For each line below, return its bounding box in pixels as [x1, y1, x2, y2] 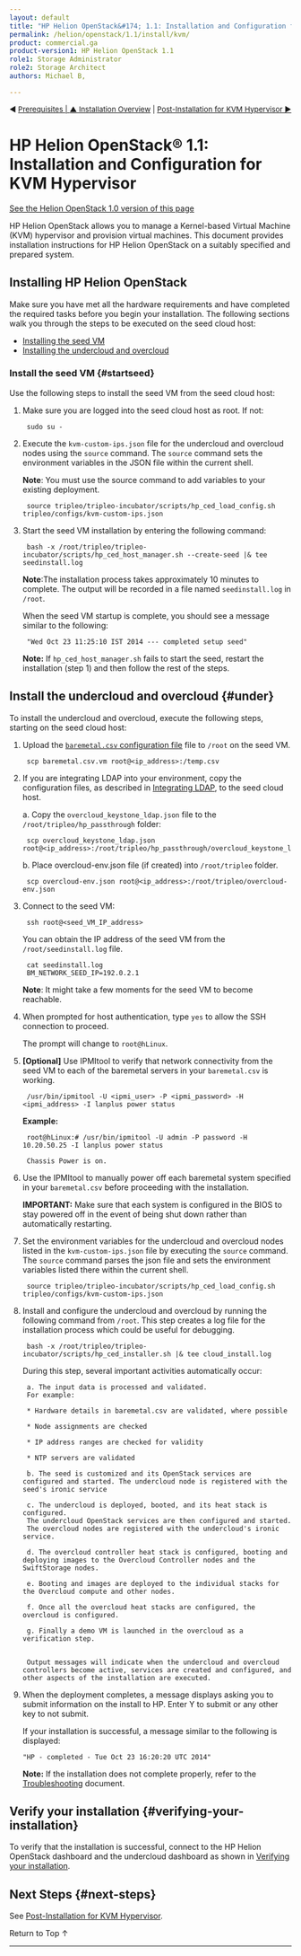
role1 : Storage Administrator [9, 55, 123, 64]
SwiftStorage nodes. [21, 1564, 99, 1573]
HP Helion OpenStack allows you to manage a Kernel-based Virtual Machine [9, 220, 291, 231]
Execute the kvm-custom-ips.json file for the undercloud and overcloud [21, 437, 284, 449]
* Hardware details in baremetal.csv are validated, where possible [26, 1406, 288, 1415]
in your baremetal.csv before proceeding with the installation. [21, 1182, 249, 1193]
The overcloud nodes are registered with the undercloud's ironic [26, 1524, 279, 1533]
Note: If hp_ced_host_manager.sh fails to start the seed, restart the [21, 653, 264, 664]
